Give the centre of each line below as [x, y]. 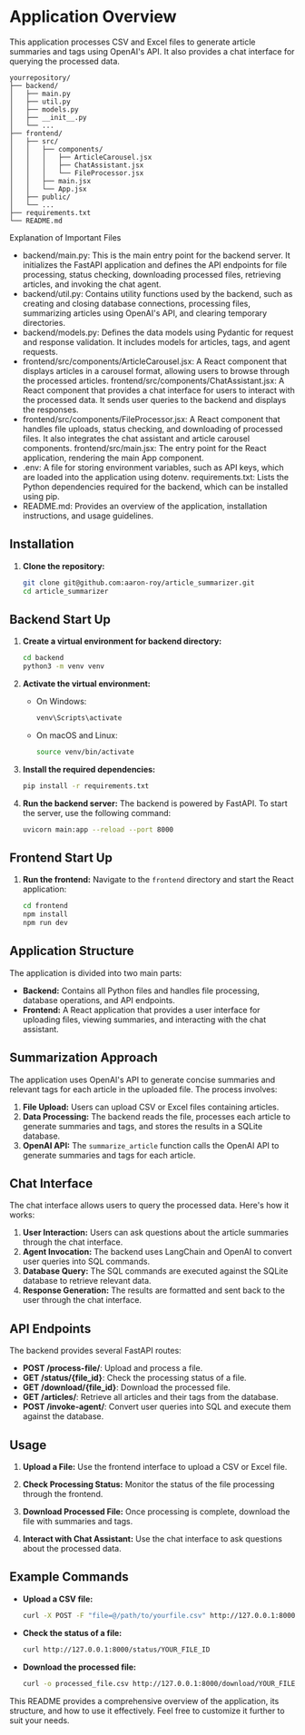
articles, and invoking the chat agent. [92, 284]
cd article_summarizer [65, 591]
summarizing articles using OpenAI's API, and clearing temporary [145, 313]
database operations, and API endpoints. [98, 1000]
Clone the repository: [64, 566]
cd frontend [45, 906]
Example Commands [69, 1577]
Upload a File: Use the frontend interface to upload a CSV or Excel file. [155, 1467]
